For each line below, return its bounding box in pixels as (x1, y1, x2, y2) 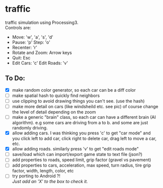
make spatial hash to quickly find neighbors (12, 93, 100, 98)
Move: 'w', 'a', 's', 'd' (12, 34, 54, 40)
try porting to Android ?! (12, 173, 61, 179)
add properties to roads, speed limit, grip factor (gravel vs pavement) (12, 157, 151, 163)
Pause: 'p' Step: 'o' (12, 39, 50, 45)
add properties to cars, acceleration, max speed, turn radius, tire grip (12, 162, 151, 169)
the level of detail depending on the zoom (12, 109, 96, 115)
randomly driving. (12, 125, 48, 131)
